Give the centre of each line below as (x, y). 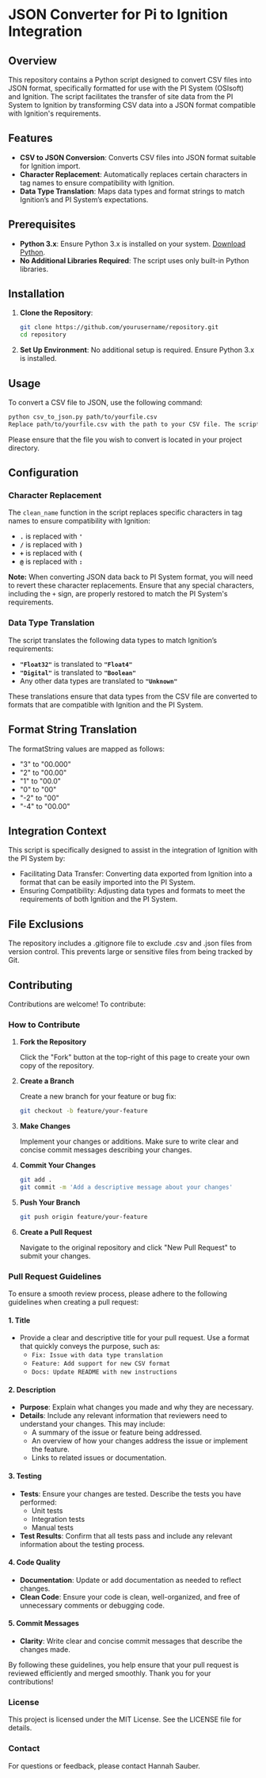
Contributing (40, 985)
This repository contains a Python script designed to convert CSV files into (130, 80)
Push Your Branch (50, 1202)
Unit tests (47, 1510)
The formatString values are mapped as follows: (86, 749)
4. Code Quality (34, 1562)
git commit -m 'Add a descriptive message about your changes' (126, 1187)
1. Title (19, 1320)
